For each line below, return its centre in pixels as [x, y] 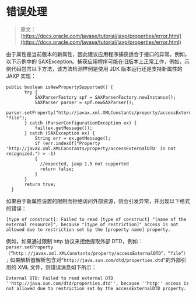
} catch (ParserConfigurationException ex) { [80, 123]
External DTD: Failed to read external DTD [60, 278]
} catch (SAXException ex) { [60, 133]
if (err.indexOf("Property [67, 143]
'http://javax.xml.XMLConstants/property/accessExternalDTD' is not [91, 148]
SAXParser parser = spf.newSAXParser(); [84, 102]
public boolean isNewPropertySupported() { [60, 87]
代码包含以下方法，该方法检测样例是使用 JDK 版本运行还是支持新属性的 [97, 68]
